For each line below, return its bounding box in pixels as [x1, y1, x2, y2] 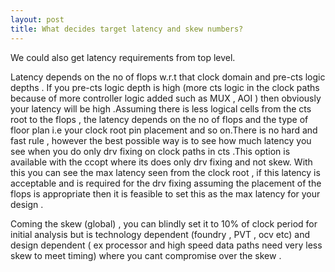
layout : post [10, 14, 65, 25]
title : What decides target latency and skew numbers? [10, 24, 244, 34]
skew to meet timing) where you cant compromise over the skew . [10, 249, 282, 261]
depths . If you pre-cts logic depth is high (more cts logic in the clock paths [10, 81, 320, 93]
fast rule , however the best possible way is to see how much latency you [10, 134, 312, 146]
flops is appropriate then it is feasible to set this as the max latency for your [10, 187, 321, 200]
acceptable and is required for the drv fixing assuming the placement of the [10, 177, 322, 189]
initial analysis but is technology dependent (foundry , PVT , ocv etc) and [10, 228, 311, 240]
